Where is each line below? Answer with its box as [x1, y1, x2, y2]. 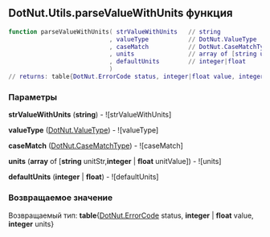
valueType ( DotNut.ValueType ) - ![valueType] [8, 125, 159, 135]
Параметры [8, 92, 58, 103]
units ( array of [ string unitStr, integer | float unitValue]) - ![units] [8, 157, 222, 166]
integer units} [8, 219, 55, 228]
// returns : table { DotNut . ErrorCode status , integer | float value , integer [8, 72, 264, 81]
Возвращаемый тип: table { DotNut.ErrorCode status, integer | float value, [8, 210, 255, 220]
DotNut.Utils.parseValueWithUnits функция [8, 6, 233, 20]
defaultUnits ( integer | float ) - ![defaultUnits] [8, 172, 159, 182]
